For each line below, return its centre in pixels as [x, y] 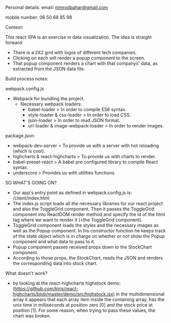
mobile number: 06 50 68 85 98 [39, 17]
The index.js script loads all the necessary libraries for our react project [88, 203]
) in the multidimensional [139, 294]
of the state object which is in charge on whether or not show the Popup [89, 236]
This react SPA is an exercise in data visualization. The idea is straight [79, 37]
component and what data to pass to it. [54, 242]
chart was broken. [32, 316]
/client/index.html [31, 198]
